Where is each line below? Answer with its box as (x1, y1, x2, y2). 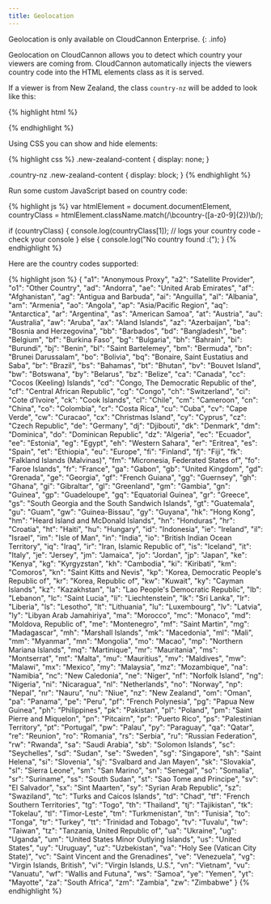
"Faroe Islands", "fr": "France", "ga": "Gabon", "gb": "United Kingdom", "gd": (8, 464, 263, 473)
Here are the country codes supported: (8, 259, 139, 268)
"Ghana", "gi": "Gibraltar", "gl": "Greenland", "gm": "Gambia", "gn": (8, 481, 231, 491)
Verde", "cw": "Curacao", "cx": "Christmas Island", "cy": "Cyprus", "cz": (8, 412, 247, 422)
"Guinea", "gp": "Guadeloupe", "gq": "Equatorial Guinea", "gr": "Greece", (8, 490, 250, 499)
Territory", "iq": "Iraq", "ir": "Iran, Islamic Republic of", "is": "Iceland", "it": (8, 541, 252, 551)
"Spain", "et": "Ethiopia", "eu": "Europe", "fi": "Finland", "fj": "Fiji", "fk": (8, 447, 243, 456)
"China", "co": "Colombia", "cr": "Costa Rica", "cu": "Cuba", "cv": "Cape (8, 403, 248, 413)
